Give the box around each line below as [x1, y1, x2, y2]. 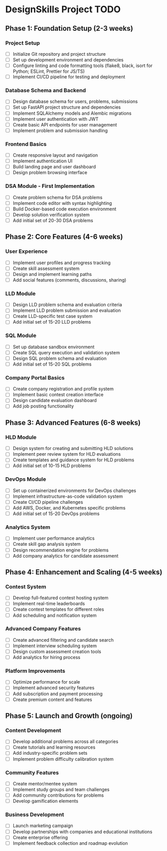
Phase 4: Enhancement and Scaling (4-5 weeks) [5, 568, 162, 577]
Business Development [5, 811, 64, 818]
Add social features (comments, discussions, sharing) [12, 276, 127, 283]
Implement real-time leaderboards [12, 601, 86, 607]
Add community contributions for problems [12, 792, 104, 798]
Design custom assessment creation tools [12, 648, 101, 654]
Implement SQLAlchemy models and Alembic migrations [12, 110, 132, 116]
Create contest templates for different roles [12, 606, 104, 612]
